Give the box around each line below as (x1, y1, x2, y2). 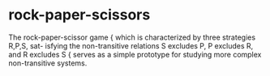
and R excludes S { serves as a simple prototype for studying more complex (8, 49, 262, 59)
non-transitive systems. (8, 58, 88, 68)
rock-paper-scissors (8, 6, 151, 24)
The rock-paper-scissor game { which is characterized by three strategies (8, 32, 256, 42)
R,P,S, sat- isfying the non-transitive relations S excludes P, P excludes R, (8, 40, 254, 50)
